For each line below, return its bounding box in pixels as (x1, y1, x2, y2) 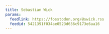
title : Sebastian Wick (5, 7, 53, 12)
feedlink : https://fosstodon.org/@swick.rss (10, 16, 104, 21)
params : (5, 12, 22, 17)
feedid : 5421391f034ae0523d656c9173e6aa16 (10, 21, 100, 26)
